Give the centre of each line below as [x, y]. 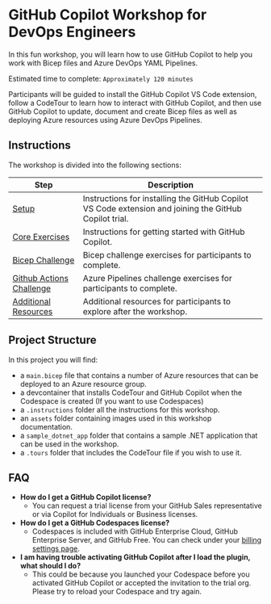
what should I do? [50, 566]
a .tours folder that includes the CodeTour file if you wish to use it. [131, 452]
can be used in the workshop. [69, 444]
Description [171, 185]
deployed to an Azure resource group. [83, 384]
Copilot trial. [106, 218]
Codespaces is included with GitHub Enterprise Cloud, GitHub [135, 531]
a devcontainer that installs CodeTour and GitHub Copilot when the [131, 392]
